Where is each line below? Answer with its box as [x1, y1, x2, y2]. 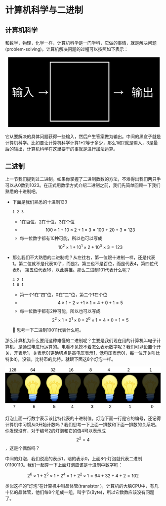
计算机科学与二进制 [5, 4, 83, 16]
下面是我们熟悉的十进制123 [12, 199, 68, 205]
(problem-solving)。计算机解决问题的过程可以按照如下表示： [5, 46, 128, 52]
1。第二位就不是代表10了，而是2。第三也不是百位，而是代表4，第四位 [12, 260, 154, 266]
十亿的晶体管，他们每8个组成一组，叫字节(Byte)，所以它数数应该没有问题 [5, 489, 155, 495]
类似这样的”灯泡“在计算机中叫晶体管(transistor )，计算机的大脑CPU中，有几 [5, 483, 159, 489]
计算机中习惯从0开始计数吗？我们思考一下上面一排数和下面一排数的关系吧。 [5, 422, 160, 428]
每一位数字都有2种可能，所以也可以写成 [19, 308, 101, 314]
